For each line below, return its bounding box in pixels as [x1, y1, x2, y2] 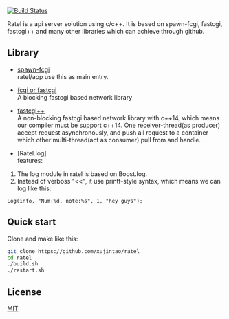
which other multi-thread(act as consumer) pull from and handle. [17, 135, 201, 144]
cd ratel [7, 254, 32, 261]
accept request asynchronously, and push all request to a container [17, 128, 208, 137]
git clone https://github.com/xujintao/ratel [7, 247, 140, 254]
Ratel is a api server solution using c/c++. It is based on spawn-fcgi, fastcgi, [7, 20, 223, 27]
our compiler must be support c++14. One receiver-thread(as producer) [17, 121, 221, 129]
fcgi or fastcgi [17, 86, 57, 94]
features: [17, 156, 43, 164]
